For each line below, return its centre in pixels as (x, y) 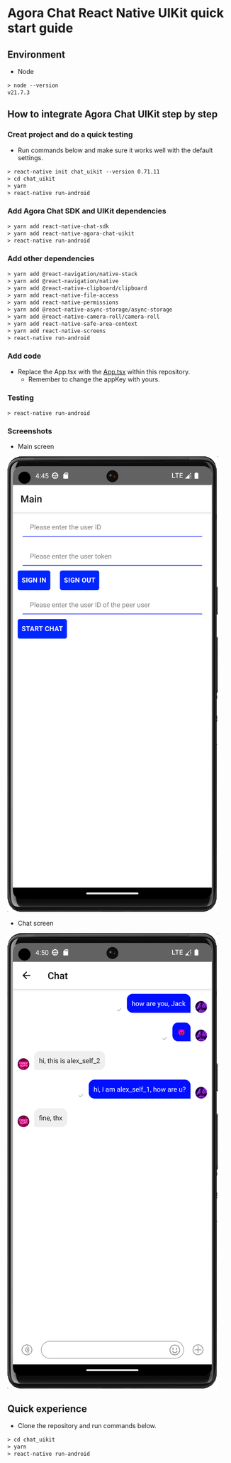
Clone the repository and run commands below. (87, 1425)
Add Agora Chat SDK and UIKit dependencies (87, 211)
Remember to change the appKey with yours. (94, 379)
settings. (30, 157)
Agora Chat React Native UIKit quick (116, 13)
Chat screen (35, 924)
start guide (40, 28)
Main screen (36, 447)
